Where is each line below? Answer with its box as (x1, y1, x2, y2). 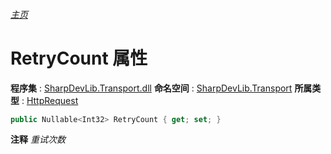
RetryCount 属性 (10, 47, 148, 69)
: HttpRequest (21, 94, 79, 106)
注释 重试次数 (10, 134, 66, 146)
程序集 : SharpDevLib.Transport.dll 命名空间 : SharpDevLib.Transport (10, 82, 293, 94)
